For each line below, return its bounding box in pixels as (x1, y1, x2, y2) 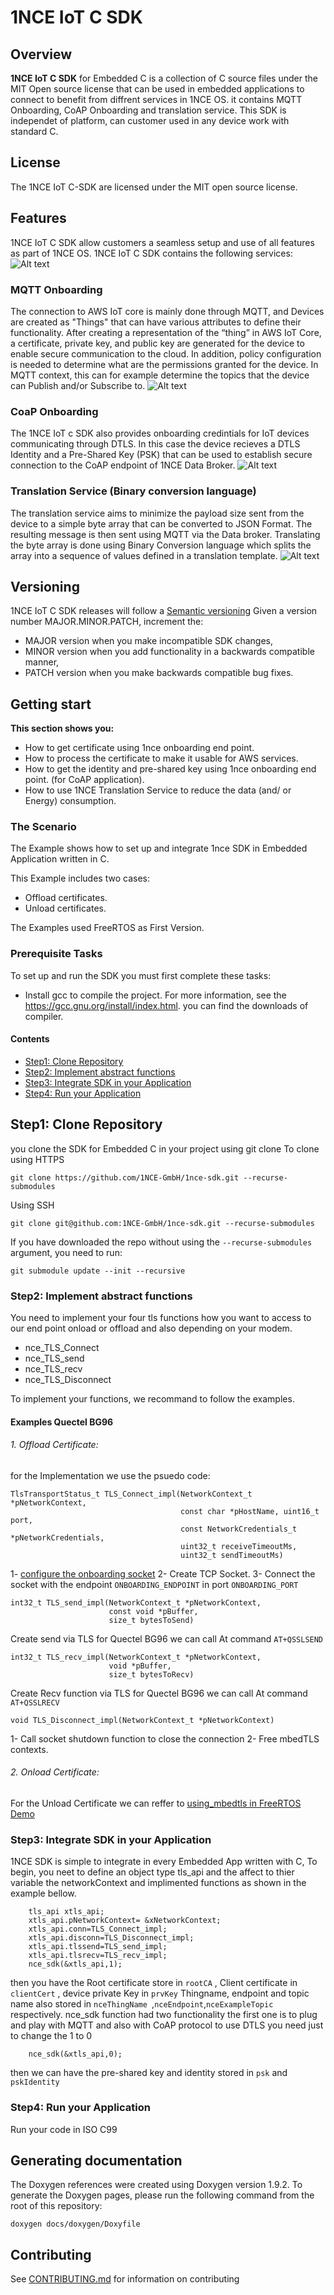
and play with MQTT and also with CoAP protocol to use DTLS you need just (10, 2019, 324, 2031)
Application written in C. (10, 853, 110, 865)
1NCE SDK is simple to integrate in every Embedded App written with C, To (10, 1856, 318, 1868)
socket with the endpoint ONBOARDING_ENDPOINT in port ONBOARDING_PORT (10, 1578, 299, 1590)
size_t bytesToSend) (108, 1615, 195, 1625)
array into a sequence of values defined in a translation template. (10, 549, 278, 561)
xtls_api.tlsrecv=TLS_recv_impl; (28, 1951, 168, 1961)
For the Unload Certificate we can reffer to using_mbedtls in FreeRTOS (10, 1797, 302, 1810)
